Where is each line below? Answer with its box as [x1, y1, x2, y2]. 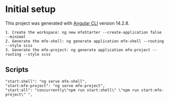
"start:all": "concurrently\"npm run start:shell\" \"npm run [5, 87, 139, 92]
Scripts [5, 65, 29, 74]
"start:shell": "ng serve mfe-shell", [5, 79, 87, 84]
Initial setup [5, 4, 56, 15]
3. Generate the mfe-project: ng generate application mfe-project [5, 47, 151, 52]
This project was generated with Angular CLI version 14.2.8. [5, 20, 130, 26]
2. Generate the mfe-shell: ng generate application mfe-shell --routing [5, 39, 164, 44]
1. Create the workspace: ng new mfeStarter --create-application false [5, 30, 162, 35]
